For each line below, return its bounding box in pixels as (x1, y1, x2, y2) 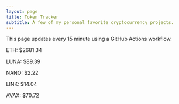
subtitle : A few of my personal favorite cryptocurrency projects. (6, 19, 174, 25)
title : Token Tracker (6, 14, 59, 20)
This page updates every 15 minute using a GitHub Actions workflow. (6, 36, 172, 43)
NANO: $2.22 (6, 70, 39, 77)
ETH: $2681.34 (6, 47, 42, 54)
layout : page (6, 8, 38, 15)
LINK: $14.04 (6, 81, 37, 88)
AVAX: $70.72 (6, 92, 40, 99)
